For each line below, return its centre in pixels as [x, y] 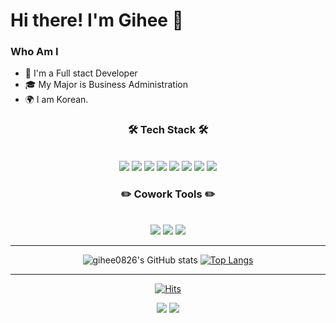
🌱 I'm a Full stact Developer [81, 73]
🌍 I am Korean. [56, 100]
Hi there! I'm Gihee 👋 [97, 20]
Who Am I [34, 52]
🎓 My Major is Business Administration [106, 85]
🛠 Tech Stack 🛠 [168, 130]
